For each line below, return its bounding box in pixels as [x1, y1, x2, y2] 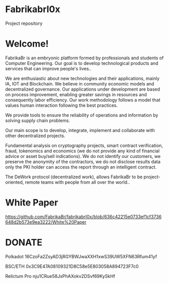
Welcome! [5, 38, 49, 50]
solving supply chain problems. [5, 117, 70, 124]
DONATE [5, 237, 43, 248]
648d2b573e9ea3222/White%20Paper [5, 219, 87, 225]
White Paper [5, 197, 59, 209]
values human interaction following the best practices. [5, 102, 118, 108]
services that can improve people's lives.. [5, 65, 92, 71]
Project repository [5, 20, 43, 26]
